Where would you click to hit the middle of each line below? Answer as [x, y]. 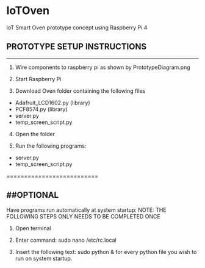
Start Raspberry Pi [38, 79]
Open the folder [35, 134]
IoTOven [28, 11]
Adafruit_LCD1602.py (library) [52, 103]
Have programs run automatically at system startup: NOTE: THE [86, 210]
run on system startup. [44, 258]
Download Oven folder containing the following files [80, 91]
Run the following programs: [51, 146]
